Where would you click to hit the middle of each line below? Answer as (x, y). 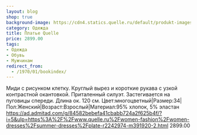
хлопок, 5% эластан (154, 107)
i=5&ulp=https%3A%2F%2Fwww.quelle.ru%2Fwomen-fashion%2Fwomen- (98, 119)
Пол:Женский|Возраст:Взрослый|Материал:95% (67, 107)
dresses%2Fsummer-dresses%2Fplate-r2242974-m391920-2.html (87, 126)
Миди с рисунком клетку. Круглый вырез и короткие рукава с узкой (92, 88)
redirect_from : (25, 66)
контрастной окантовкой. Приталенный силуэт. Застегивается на (88, 95)
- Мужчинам (19, 60)
